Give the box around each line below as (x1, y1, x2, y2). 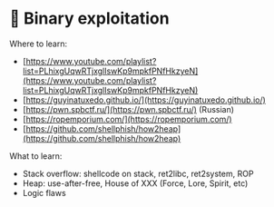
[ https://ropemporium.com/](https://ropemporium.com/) (22, 113, 233, 124)
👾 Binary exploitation (9, 8, 170, 29)
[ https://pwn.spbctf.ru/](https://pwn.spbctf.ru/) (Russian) (22, 103, 234, 114)
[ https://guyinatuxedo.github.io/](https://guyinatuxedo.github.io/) (22, 94, 266, 105)
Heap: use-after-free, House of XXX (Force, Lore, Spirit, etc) (22, 177, 249, 189)
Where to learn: (9, 38, 68, 49)
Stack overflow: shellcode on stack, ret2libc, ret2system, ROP (22, 168, 254, 179)
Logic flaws (22, 187, 66, 198)
